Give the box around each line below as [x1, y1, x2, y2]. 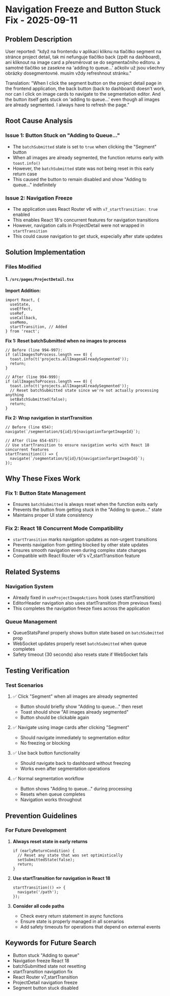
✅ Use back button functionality [12, 750, 80, 756]
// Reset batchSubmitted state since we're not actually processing [10, 388, 159, 393]
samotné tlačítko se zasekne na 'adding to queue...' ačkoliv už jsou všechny [5, 65, 165, 71]
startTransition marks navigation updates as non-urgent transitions [12, 536, 157, 543]
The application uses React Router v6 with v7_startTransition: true [12, 206, 158, 212]
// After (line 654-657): [5, 438, 60, 443]
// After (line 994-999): [5, 374, 60, 380]
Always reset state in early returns [12, 838, 88, 845]
